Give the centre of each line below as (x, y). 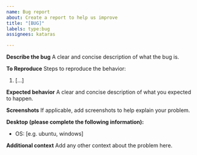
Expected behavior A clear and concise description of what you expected (99, 92)
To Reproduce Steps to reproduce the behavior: (66, 69)
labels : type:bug (28, 29)
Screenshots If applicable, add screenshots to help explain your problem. (98, 110)
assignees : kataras (31, 35)
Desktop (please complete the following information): (75, 122)
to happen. (20, 99)
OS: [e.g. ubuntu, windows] (49, 134)
